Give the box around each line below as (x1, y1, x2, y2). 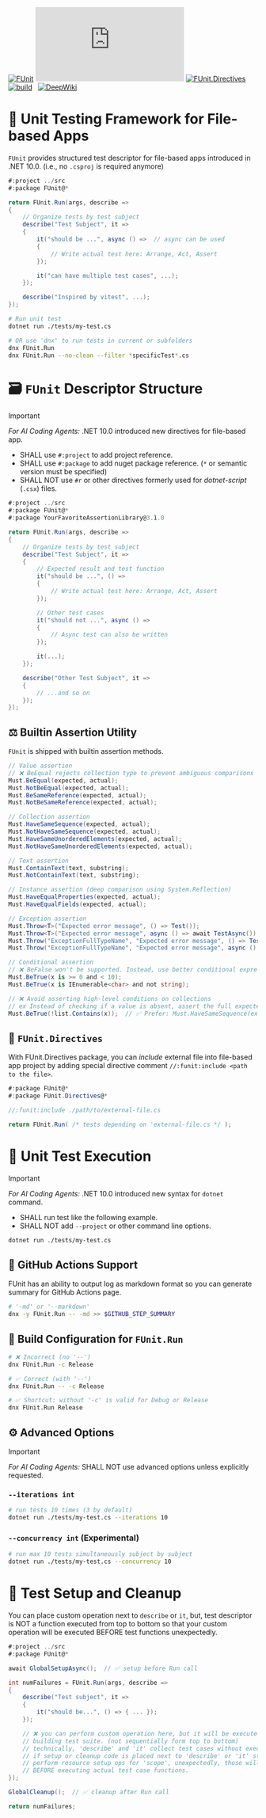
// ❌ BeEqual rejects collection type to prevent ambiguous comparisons (8, 769, 254, 777)
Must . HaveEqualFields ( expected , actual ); (8, 900, 147, 909)
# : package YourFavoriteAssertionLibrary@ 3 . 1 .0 (8, 514, 165, 522)
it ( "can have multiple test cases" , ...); (36, 272, 179, 280)
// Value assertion (8, 762, 73, 770)
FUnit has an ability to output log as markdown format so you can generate (8, 1279, 253, 1289)
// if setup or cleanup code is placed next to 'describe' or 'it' (22, 1751, 249, 1760)
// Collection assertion (8, 813, 90, 821)
